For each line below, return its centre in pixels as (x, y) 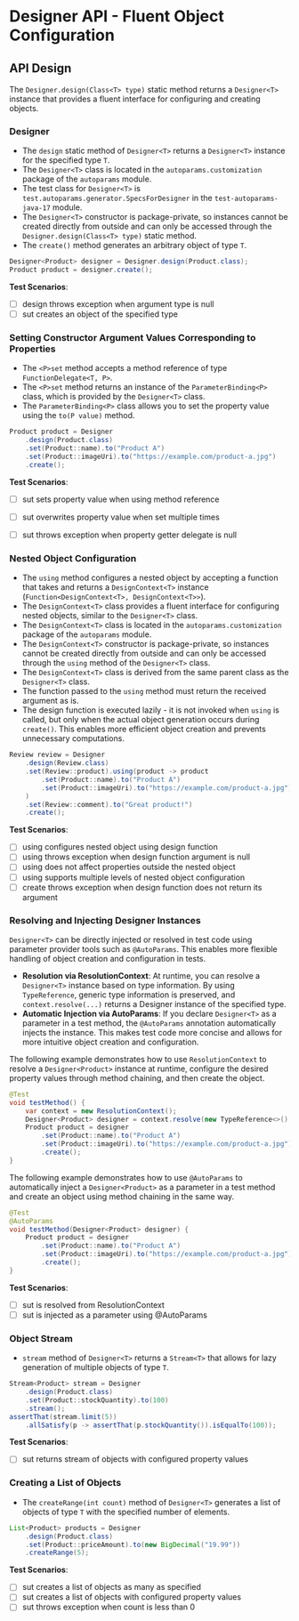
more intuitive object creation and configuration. (110, 1042)
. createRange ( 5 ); (57, 1553)
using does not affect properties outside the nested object (129, 867)
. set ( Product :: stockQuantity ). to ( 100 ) (97, 1400)
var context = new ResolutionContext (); (101, 1111)
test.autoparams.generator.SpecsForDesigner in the (117, 198)
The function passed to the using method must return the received (144, 691)
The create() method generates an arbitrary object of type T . (134, 246)
